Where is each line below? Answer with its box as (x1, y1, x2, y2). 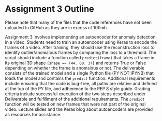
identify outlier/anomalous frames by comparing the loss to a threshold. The (5, 50, 156, 55)
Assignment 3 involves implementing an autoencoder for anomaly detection (5, 34, 156, 40)
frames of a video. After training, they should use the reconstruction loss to (5, 44, 155, 50)
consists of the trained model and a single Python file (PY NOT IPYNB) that (5, 70, 154, 76)
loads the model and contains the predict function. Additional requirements (5, 75, 156, 81)
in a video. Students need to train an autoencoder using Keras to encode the (5, 39, 157, 45)
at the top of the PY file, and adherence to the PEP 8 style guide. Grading (5, 86, 151, 91)
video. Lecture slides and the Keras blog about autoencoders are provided (5, 106, 153, 112)
